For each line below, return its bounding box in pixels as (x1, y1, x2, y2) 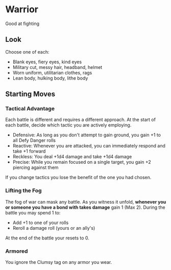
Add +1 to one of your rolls (12, 219, 69, 226)
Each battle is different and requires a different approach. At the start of (5, 116, 156, 123)
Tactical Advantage (5, 105, 55, 112)
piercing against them (12, 164, 59, 170)
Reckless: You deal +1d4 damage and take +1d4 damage (12, 154, 132, 160)
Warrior (5, 4, 38, 15)
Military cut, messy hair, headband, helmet (12, 64, 103, 70)
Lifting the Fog (5, 187, 42, 194)
